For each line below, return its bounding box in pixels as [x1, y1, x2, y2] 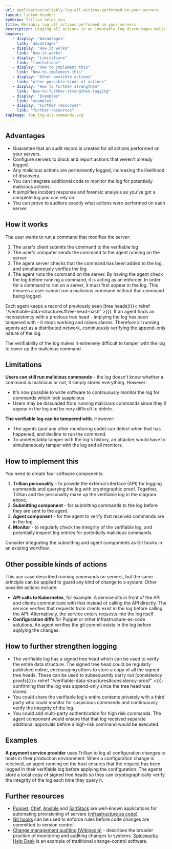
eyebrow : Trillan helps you [5, 17, 66, 22]
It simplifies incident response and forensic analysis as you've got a [12, 188, 156, 195]
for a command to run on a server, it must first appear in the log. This [12, 282, 159, 288]
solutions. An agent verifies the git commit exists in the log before [12, 621, 152, 628]
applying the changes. [12, 627, 60, 633]
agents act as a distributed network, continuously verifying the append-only [5, 325, 166, 331]
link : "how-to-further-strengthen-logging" [16, 88, 111, 94]
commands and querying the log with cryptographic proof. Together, [12, 486, 158, 492]
